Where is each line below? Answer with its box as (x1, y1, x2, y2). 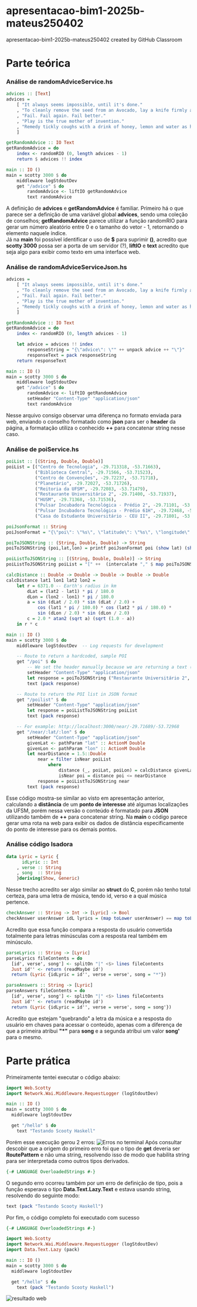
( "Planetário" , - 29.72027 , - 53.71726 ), (35, 480, 133, 486)
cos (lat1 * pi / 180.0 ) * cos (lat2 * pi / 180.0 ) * (37, 605, 172, 611)
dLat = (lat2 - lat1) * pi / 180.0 (27, 588, 114, 594)
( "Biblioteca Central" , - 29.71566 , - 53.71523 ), (35, 469, 154, 475)
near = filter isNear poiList (37, 756, 111, 762)
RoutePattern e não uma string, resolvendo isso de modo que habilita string (6, 1151, 189, 1158)
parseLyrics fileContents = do (6, 955, 83, 961)
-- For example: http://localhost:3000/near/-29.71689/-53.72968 (16, 724, 180, 730)
